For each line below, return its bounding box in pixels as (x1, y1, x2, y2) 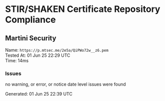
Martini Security (5, 34, 56, 42)
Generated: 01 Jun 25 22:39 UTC (5, 91, 73, 97)
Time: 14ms (5, 58, 29, 63)
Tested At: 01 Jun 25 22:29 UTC (5, 52, 70, 58)
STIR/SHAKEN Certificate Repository (5, 3, 161, 15)
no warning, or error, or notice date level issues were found (5, 81, 126, 88)
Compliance (5, 14, 56, 25)
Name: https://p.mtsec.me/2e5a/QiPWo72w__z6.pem (5, 47, 109, 53)
